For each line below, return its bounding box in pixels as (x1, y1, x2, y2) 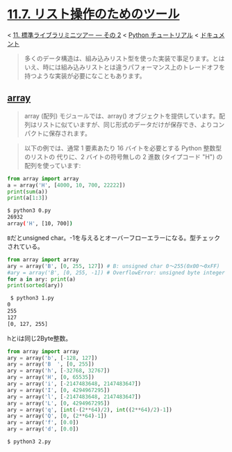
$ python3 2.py (7, 438, 51, 445)
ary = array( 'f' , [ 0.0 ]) (7, 419, 79, 426)
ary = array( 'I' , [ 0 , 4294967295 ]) (7, 387, 110, 393)
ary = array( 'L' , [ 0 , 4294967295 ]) (7, 400, 110, 407)
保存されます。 (48, 129, 92, 137)
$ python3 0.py (7, 207, 51, 215)
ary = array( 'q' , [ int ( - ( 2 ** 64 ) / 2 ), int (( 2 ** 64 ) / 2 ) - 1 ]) (7, 406, 172, 413)
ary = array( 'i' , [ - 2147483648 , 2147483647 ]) (7, 380, 141, 387)
